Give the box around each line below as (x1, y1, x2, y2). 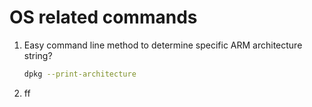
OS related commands (9, 6, 198, 29)
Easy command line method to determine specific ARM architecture (23, 39, 303, 51)
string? (23, 49, 53, 61)
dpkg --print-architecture (23, 69, 137, 79)
